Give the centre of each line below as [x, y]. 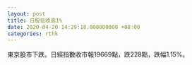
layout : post [26, 14]
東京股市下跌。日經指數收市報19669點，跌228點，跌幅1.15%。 [98, 54]
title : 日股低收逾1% [35, 20]
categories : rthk [33, 34]
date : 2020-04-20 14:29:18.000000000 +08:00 [74, 27]
